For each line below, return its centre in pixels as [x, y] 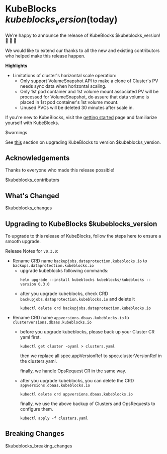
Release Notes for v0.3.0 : [32, 251]
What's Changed [32, 195]
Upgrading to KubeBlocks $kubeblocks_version [81, 224]
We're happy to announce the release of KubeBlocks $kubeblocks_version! [83, 35]
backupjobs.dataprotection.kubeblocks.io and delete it [77, 299]
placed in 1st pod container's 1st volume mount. [69, 102]
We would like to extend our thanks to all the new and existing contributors [82, 50]
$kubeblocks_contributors [32, 180]
